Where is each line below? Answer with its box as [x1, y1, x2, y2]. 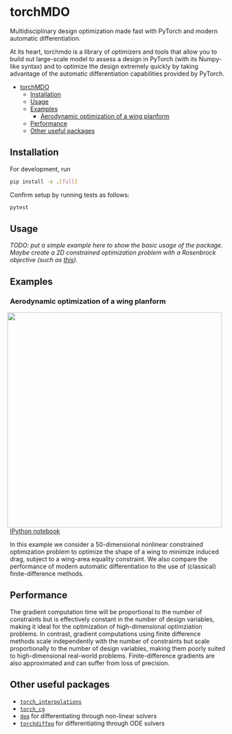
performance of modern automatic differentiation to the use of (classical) [10, 562, 217, 570]
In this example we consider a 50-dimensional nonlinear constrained [10, 541, 204, 548]
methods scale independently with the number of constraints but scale [10, 637, 210, 645]
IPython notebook [10, 527, 60, 535]
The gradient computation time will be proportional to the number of [10, 607, 202, 616]
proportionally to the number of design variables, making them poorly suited [10, 644, 226, 652]
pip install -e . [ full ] [10, 178, 78, 185]
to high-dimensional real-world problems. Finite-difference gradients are [10, 651, 216, 660]
